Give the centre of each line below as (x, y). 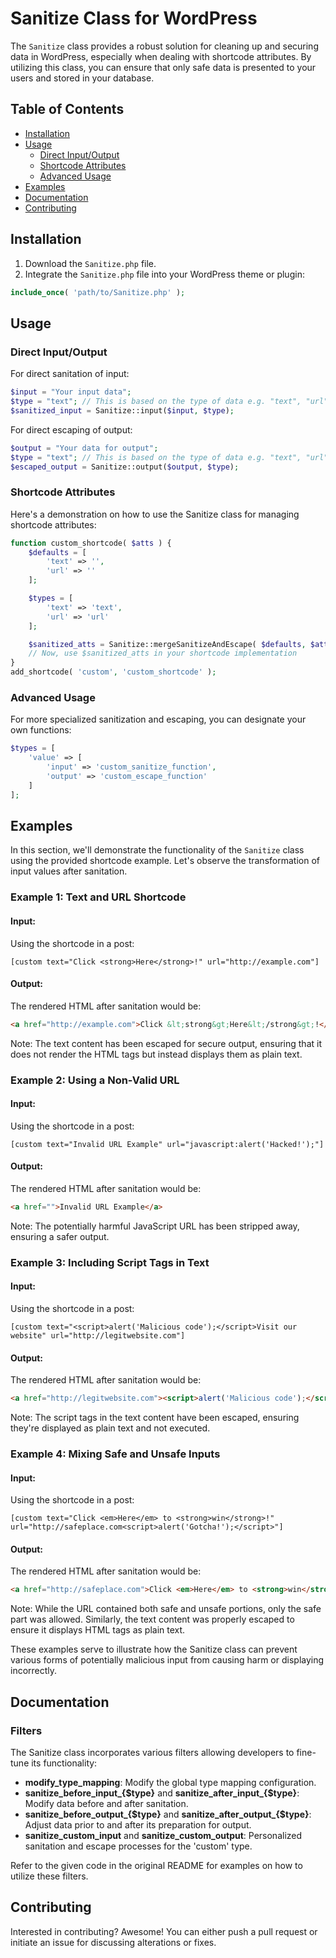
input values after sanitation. (69, 871)
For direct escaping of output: (71, 429)
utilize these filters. (49, 1876)
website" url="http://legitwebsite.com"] (98, 1335)
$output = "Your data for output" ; (84, 448)
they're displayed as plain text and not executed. (110, 1428)
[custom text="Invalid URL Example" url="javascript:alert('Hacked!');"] (167, 1144)
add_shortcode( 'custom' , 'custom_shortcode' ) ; (113, 672)
